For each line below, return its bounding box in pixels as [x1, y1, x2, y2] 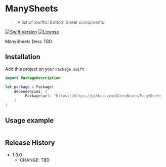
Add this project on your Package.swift [5, 66, 84, 72]
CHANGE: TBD [19, 157, 50, 163]
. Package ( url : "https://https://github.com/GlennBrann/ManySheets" [23, 93, 165, 99]
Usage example [5, 117, 54, 125]
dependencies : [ [14, 89, 48, 94]
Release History [5, 139, 55, 147]
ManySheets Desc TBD [5, 38, 52, 44]
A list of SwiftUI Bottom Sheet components [17, 19, 105, 25]
